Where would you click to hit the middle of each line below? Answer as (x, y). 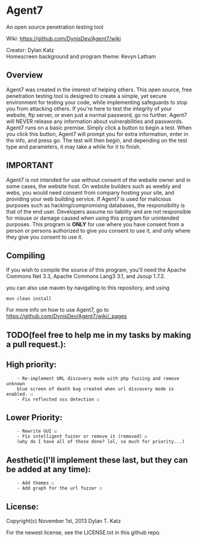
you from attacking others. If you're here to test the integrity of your (89, 109)
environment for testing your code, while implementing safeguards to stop (97, 102)
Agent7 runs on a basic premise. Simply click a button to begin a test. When (99, 127)
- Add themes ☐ (36, 483)
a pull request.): (36, 344)
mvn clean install (29, 299)
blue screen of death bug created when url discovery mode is (95, 389)
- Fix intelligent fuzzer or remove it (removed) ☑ (82, 436)
